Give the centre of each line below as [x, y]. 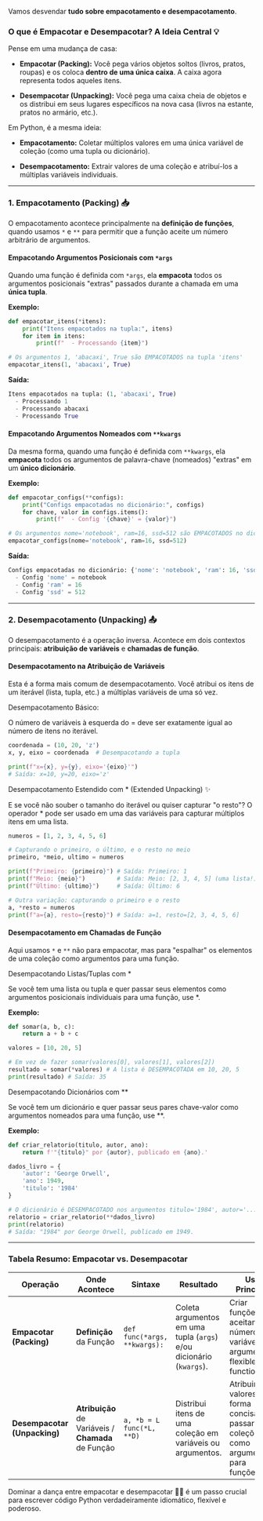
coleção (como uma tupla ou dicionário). [85, 151]
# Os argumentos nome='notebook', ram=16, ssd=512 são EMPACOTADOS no [126, 534]
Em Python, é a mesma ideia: [55, 128]
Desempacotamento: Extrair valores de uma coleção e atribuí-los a [129, 166]
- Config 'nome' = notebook [61, 577]
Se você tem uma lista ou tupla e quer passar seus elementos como [117, 989]
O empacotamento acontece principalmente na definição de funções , [121, 223]
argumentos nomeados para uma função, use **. [87, 1115]
